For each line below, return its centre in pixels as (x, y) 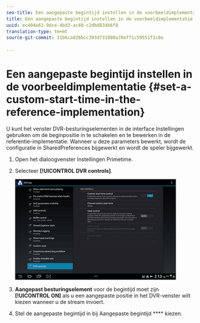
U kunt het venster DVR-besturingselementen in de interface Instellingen (95, 129)
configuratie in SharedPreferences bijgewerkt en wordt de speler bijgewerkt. (100, 147)
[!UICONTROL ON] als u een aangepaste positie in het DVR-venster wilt (102, 296)
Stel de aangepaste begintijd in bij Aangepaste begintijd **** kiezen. (99, 313)
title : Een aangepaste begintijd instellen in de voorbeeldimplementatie (100, 19)
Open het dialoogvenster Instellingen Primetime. (74, 159)
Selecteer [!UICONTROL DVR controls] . (64, 170)
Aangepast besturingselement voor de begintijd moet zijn (87, 289)
